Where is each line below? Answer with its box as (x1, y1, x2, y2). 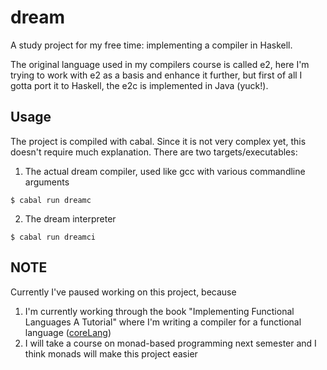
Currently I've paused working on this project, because (10, 286, 237, 298)
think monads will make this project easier (24, 347, 198, 360)
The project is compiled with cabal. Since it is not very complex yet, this (10, 135, 307, 147)
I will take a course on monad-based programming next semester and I (24, 337, 317, 349)
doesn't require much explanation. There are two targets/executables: (10, 146, 298, 158)
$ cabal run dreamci (10, 232, 97, 242)
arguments (24, 176, 70, 188)
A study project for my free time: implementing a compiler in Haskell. (10, 39, 293, 51)
